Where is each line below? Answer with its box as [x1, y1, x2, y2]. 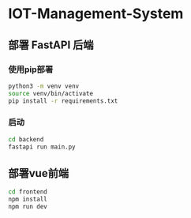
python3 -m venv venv [8, 82, 80, 90]
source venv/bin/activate [8, 89, 93, 97]
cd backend [8, 135, 44, 143]
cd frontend [8, 188, 47, 196]
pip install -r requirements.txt [8, 96, 118, 105]
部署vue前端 [8, 167, 69, 180]
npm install [8, 195, 47, 204]
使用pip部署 [8, 64, 54, 75]
